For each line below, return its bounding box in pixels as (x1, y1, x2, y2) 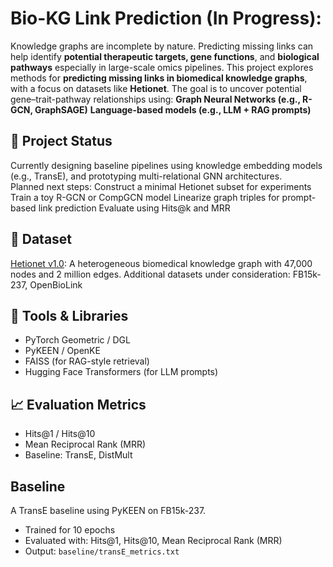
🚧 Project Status (10, 133, 113, 150)
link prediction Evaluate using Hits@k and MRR (38, 202, 231, 214)
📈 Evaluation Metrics (10, 396, 147, 413)
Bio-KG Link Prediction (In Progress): (10, 7, 322, 30)
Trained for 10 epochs (24, 524, 116, 536)
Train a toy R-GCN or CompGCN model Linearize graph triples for (10, 191, 280, 203)
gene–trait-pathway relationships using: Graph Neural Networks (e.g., (10, 93, 301, 105)
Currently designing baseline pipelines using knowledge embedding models (10, 159, 323, 171)
